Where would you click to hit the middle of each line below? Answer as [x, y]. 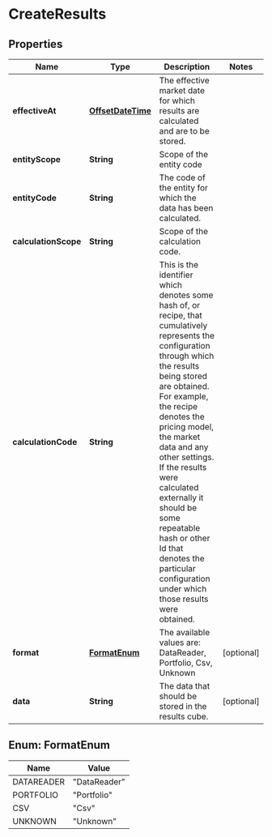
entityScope [36, 159]
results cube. [184, 716]
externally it [181, 498]
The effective [185, 80]
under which [183, 589]
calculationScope [47, 241]
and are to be [184, 131]
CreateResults [57, 14]
